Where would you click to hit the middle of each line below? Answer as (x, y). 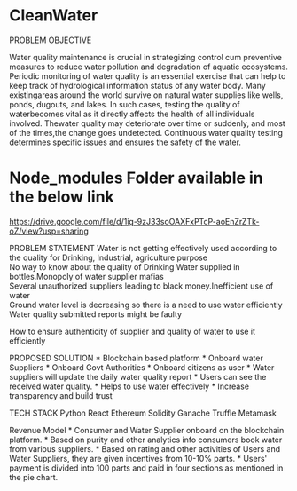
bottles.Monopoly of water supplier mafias (86, 276)
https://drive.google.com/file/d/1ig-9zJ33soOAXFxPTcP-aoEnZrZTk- (134, 221)
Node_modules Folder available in (136, 178)
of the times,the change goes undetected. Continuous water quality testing (146, 132)
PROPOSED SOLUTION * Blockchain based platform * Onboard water (136, 358)
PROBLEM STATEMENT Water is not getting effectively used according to (143, 248)
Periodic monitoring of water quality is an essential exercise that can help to (148, 75)
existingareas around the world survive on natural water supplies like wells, (146, 95)
